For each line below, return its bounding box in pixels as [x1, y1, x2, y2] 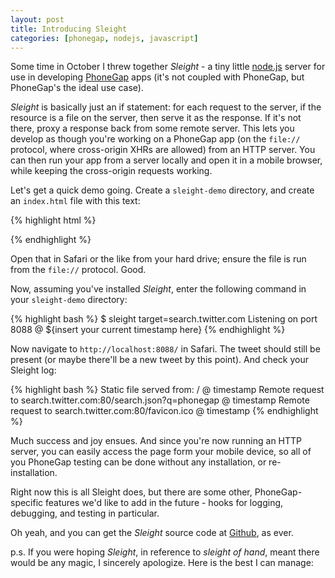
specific [10, 497, 44, 509]
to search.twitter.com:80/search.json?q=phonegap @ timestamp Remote [10, 394, 310, 406]
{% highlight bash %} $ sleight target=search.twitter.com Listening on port [10, 313, 318, 325]
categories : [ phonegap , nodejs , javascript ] [10, 33, 199, 43]
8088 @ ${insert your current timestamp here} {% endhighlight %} [10, 324, 286, 336]
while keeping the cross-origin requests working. [10, 165, 213, 177]
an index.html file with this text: [10, 195, 141, 207]
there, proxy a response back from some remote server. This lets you [10, 122, 295, 135]
